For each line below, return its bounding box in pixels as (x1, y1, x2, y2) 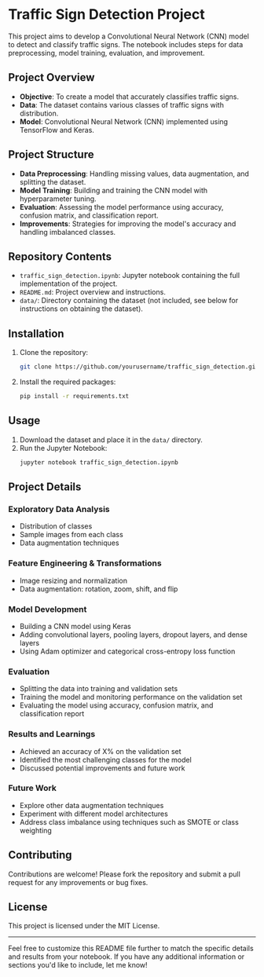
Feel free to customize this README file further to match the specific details (8, 944, 254, 953)
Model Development (8, 603, 87, 614)
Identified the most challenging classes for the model (19, 755, 192, 764)
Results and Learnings (8, 729, 96, 740)
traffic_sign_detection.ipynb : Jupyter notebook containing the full (19, 271, 240, 280)
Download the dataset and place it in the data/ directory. (19, 434, 203, 445)
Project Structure (8, 148, 94, 162)
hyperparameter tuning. (19, 194, 97, 203)
